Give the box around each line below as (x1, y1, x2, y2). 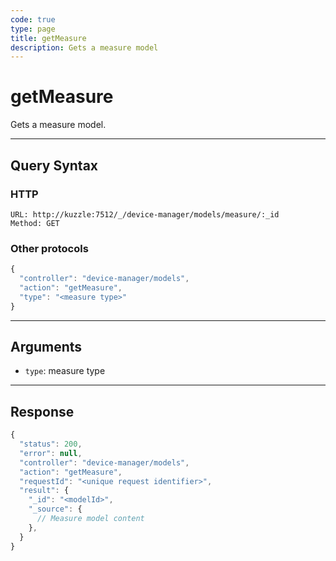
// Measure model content (36, 514, 145, 524)
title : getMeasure (10, 33, 87, 43)
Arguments (10, 338, 83, 355)
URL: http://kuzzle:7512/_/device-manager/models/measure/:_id (10, 209, 280, 220)
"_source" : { (28, 504, 83, 515)
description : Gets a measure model (10, 42, 159, 53)
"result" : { (19, 486, 70, 496)
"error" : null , (19, 448, 83, 458)
